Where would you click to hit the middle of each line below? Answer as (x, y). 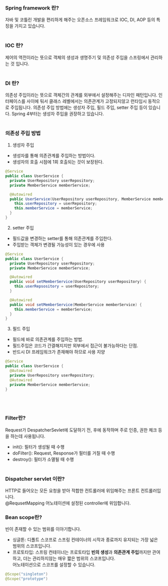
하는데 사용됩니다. (28, 436)
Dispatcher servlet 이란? (35, 478)
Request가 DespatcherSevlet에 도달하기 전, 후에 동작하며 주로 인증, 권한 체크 (81, 430)
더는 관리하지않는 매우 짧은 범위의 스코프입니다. (69, 558)
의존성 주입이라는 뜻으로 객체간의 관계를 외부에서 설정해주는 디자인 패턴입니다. (81, 95)
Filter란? (15, 418)
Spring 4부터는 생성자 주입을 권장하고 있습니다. (58, 113)
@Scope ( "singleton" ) (27, 574)
